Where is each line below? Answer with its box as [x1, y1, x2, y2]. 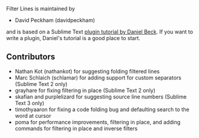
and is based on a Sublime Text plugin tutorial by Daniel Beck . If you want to [6, 28, 193, 35]
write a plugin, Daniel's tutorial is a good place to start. [6, 35, 140, 41]
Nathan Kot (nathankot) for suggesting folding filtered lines [14, 68, 160, 75]
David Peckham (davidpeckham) [14, 17, 96, 23]
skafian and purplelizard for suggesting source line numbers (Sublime [14, 93, 187, 100]
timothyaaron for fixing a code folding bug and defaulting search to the [14, 106, 190, 113]
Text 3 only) [14, 99, 45, 106]
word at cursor [14, 112, 51, 119]
